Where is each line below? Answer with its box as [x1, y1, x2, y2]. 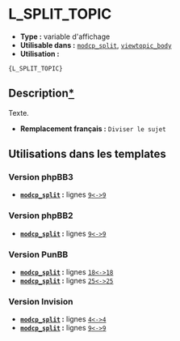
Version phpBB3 [8, 172, 74, 183]
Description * [8, 87, 75, 100]
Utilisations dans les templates [8, 147, 167, 161]
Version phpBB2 [8, 210, 74, 221]
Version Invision [8, 296, 73, 307]
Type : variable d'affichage [19, 32, 111, 41]
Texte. [8, 108, 30, 117]
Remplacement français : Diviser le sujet [19, 123, 167, 134]
